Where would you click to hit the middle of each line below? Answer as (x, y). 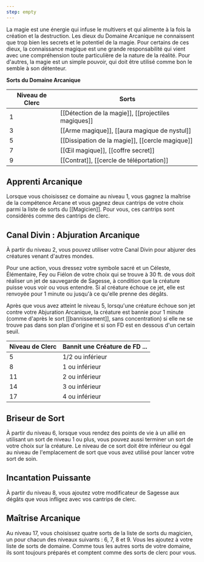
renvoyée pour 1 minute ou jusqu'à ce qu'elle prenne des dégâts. (87, 294)
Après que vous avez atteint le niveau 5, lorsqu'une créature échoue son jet (101, 306)
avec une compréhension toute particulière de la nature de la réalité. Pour (98, 55)
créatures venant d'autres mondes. (50, 256)
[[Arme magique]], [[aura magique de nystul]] (125, 130)
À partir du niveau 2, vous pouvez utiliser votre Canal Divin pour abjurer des (101, 250)
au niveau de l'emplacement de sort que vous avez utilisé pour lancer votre (100, 452)
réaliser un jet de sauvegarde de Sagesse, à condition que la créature (93, 281)
